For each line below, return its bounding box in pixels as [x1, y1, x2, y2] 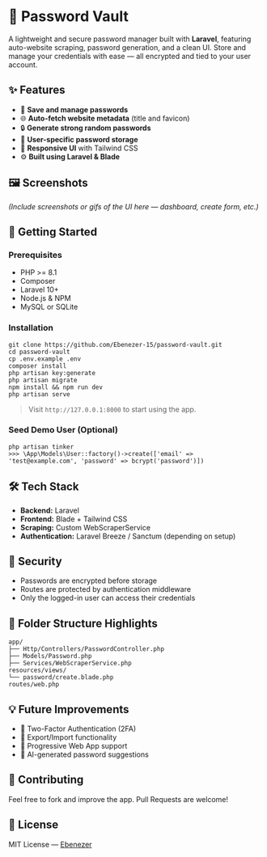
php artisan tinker [8, 442, 74, 451]
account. [8, 60, 38, 70]
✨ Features [8, 83, 66, 97]
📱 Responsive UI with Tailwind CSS [19, 143, 138, 153]
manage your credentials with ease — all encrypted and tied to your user [8, 51, 252, 61]
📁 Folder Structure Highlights [8, 616, 158, 630]
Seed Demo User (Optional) [8, 424, 119, 436]
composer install [8, 361, 67, 370]
